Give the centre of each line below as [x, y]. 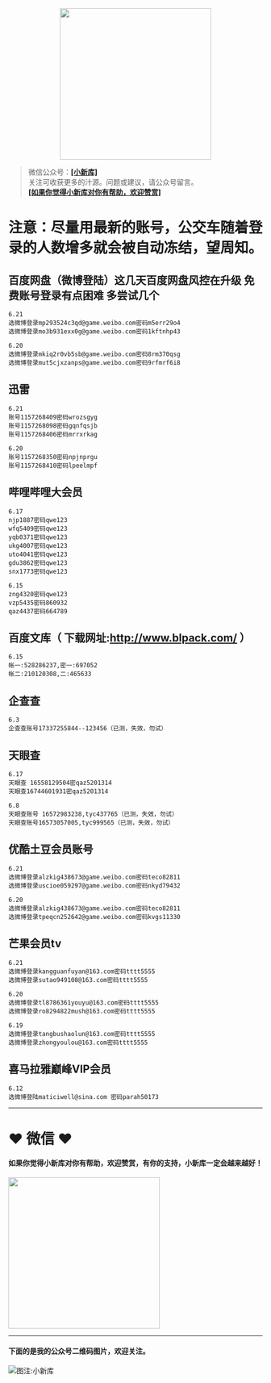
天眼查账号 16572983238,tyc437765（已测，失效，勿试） [93, 814]
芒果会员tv [35, 944]
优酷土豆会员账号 [51, 849]
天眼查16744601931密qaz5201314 [58, 792]
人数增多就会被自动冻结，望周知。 [150, 248]
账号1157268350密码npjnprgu [53, 457]
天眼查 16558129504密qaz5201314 [60, 783]
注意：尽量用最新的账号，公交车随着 [129, 228]
